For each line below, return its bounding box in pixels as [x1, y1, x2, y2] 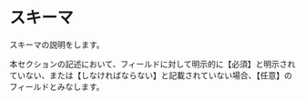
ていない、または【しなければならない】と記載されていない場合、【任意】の [9, 69, 293, 81]
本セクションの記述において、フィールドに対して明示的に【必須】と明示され [9, 58, 296, 69]
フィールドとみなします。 [9, 81, 105, 92]
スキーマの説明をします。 [9, 39, 105, 50]
